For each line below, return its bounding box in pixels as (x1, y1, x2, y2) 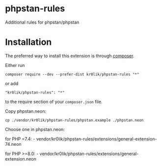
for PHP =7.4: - (5, 136, 35, 142)
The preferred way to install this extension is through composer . (5, 53, 135, 59)
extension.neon (5, 156, 37, 162)
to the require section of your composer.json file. (5, 99, 103, 104)
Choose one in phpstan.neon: (5, 126, 65, 132)
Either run (5, 62, 25, 68)
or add (5, 80, 19, 86)
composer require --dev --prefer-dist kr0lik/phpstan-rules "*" (5, 72, 139, 77)
